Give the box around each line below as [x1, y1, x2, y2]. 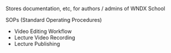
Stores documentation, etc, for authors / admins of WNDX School [5, 5, 166, 12]
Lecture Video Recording [14, 34, 75, 41]
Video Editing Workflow [14, 28, 72, 35]
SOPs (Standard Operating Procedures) [5, 16, 102, 23]
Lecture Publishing [14, 41, 61, 47]
